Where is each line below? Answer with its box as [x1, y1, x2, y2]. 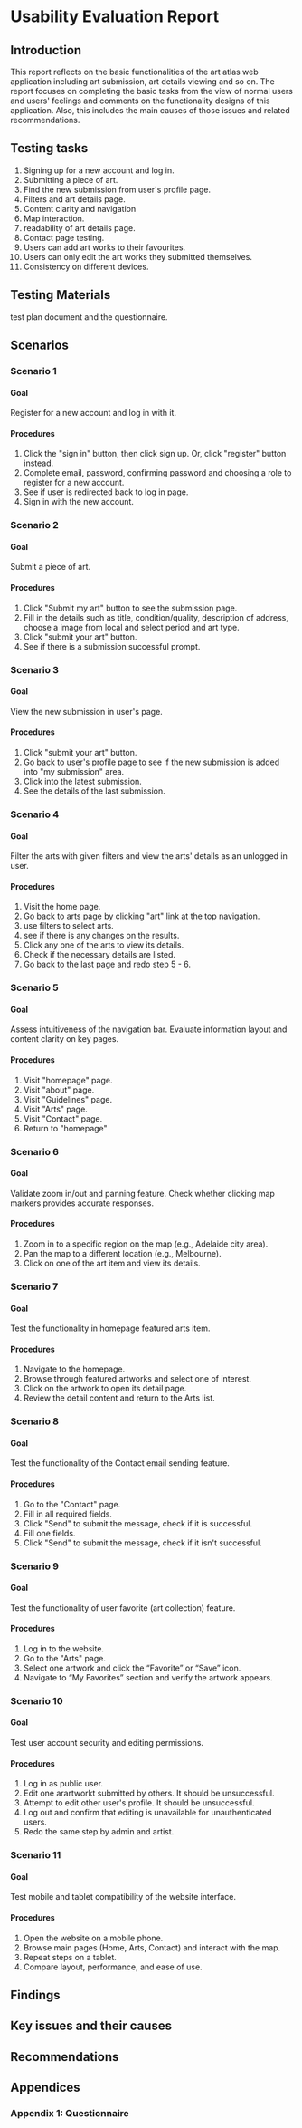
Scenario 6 [10, 1145, 60, 1158]
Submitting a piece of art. [23, 174, 118, 185]
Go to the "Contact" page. [23, 1498, 121, 1509]
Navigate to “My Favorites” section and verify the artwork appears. [23, 1671, 274, 1682]
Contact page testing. [23, 232, 105, 243]
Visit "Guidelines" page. [23, 1093, 112, 1104]
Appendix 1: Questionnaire [10, 2107, 129, 2120]
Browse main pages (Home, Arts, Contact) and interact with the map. [23, 1941, 281, 1953]
